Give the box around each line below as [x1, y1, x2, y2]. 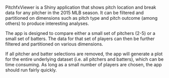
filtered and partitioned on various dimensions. [5, 41, 103, 47]
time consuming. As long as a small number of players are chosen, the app [5, 62, 162, 67]
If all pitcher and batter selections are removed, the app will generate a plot [5, 51, 163, 57]
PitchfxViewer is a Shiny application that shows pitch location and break [5, 5, 156, 10]
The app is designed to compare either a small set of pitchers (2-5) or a [5, 30, 155, 36]
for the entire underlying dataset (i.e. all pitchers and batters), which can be [5, 56, 164, 62]
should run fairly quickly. [5, 67, 57, 73]
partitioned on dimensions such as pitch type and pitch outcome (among [5, 15, 158, 21]
